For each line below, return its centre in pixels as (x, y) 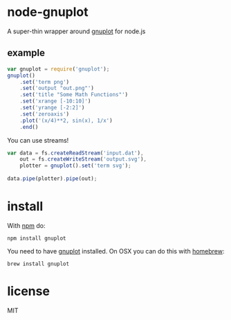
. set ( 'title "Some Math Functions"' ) (74, 95)
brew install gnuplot (38, 264)
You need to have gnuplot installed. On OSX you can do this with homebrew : (116, 251)
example (26, 53)
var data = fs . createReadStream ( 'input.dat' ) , (75, 153)
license (29, 291)
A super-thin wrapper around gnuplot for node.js (76, 31)
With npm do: (27, 225)
